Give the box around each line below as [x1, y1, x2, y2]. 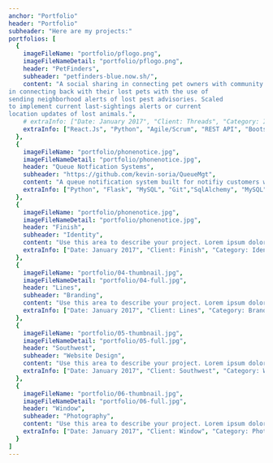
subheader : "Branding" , [23, 292, 104, 300]
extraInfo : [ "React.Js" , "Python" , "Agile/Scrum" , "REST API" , [23, 125, 242, 133]
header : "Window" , [23, 405, 85, 413]
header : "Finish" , [23, 223, 85, 231]
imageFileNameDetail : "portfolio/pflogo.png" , [23, 58, 184, 66]
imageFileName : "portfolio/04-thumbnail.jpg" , [23, 269, 184, 277]
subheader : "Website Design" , [23, 352, 126, 360]
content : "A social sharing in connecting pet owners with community [23, 80, 264, 88]
